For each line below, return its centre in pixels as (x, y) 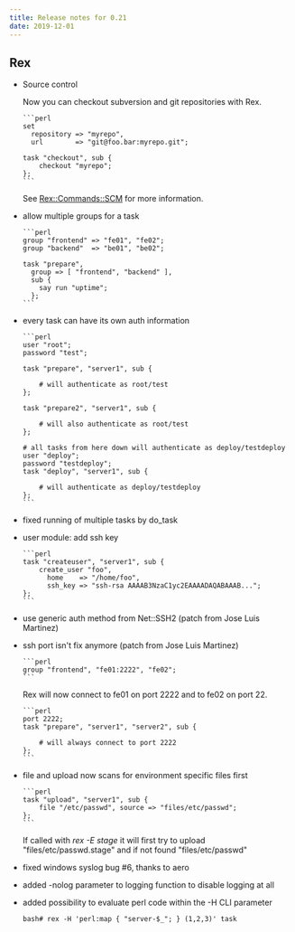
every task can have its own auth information (106, 321)
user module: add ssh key (70, 538)
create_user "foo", (76, 570)
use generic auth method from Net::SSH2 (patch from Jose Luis (141, 618)
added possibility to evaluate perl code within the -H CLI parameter (147, 903)
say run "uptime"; (74, 288)
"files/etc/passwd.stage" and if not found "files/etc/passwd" (135, 850)
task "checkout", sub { (67, 158)
